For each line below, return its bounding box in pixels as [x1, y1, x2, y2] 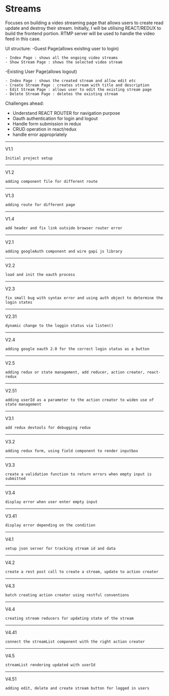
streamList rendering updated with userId [5, 662, 96, 667]
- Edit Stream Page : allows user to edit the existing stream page [5, 87, 152, 92]
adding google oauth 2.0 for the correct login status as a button [5, 346, 150, 352]
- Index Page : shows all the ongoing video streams [5, 55, 118, 60]
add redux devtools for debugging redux [5, 425, 92, 430]
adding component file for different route [5, 179, 98, 184]
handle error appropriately [12, 131, 67, 137]
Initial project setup [5, 156, 53, 161]
